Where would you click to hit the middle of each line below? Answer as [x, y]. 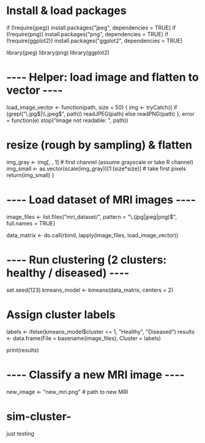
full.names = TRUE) [31, 223]
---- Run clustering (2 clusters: [87, 259]
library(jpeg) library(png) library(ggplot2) [58, 52]
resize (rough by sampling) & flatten [99, 145]
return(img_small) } [30, 175]
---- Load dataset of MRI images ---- [101, 200]
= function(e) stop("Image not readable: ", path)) [67, 120]
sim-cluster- [39, 416]
